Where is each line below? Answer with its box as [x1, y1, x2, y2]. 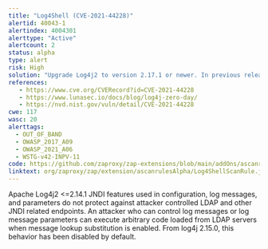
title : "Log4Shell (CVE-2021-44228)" [8, 11, 134, 20]
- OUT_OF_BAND [15, 130, 62, 138]
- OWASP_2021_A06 [15, 145, 73, 153]
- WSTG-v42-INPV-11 [15, 152, 81, 160]
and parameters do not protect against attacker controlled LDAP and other [8, 198, 253, 207]
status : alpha [8, 49, 56, 57]
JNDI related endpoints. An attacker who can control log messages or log [8, 207, 250, 215]
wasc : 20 [8, 116, 37, 124]
